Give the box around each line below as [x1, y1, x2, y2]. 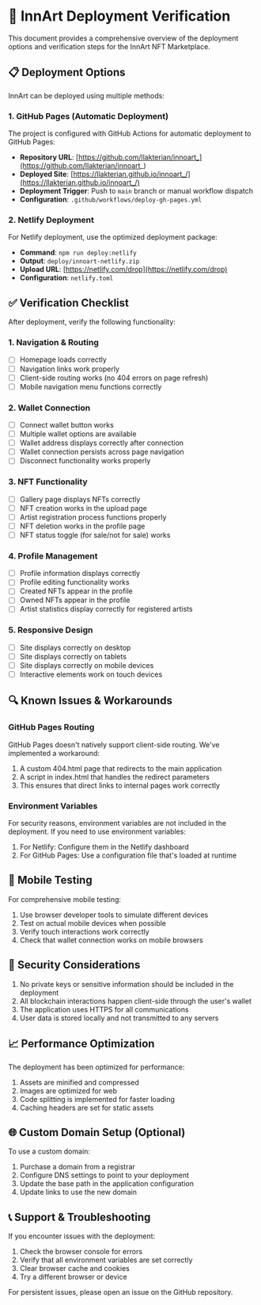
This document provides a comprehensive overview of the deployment [8, 33, 239, 43]
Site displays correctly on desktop [19, 643, 131, 652]
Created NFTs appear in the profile [19, 586, 133, 596]
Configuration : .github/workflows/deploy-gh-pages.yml [19, 194, 202, 205]
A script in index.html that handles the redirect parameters [19, 772, 210, 781]
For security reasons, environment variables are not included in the [8, 819, 227, 828]
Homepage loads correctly [19, 355, 107, 364]
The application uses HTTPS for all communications [19, 1004, 189, 1014]
